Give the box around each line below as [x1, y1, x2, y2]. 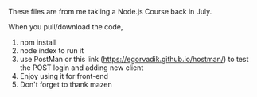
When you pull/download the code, [8, 22, 123, 31]
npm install [19, 37, 56, 47]
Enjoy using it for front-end [19, 72, 109, 80]
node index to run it [19, 46, 84, 55]
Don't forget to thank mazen [19, 80, 113, 89]
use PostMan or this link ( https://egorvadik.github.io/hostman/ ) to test [19, 55, 249, 64]
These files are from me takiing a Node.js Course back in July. [8, 7, 212, 16]
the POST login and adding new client [19, 63, 144, 72]
